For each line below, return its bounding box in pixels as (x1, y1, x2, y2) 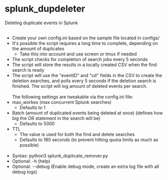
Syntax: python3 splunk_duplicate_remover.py (12, 152, 108, 159)
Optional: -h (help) (12, 158, 51, 164)
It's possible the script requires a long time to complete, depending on (12, 40, 158, 46)
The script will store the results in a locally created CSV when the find (12, 62, 157, 68)
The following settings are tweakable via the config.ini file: (12, 94, 134, 100)
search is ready (12, 67, 45, 73)
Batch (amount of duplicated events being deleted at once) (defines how (12, 109, 163, 116)
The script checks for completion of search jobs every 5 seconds (12, 56, 148, 62)
